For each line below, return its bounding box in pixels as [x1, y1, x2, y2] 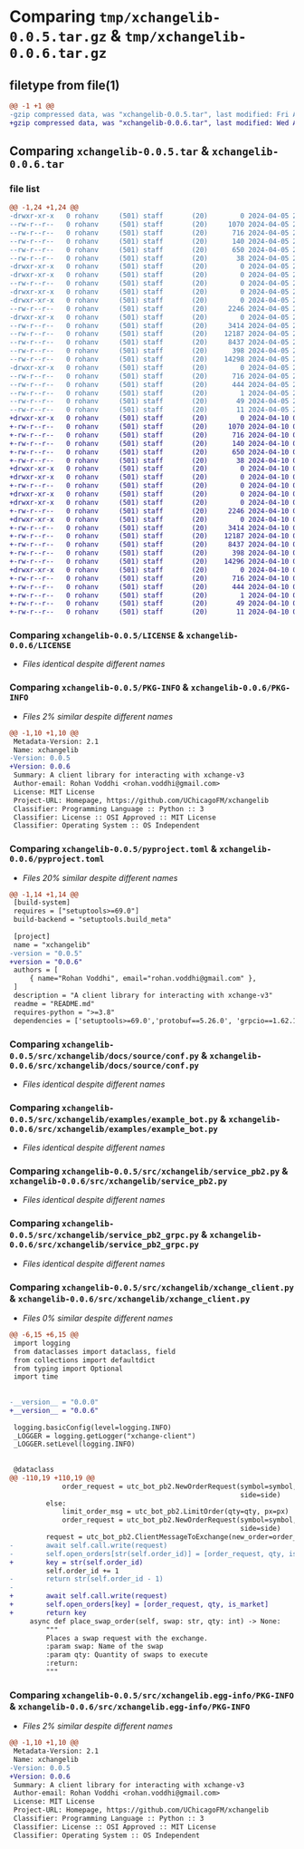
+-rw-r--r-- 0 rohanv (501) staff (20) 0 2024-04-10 [9, 481, 290, 490]
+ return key [9, 1608, 88, 1617]
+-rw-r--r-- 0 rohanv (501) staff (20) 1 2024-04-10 [9, 591, 290, 600]
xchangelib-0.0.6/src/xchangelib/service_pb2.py [9, 1176, 228, 1186]
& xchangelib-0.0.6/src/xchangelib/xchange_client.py [9, 1292, 251, 1304]
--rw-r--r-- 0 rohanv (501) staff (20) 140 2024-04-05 [9, 237, 290, 246]
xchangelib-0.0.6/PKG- [190, 682, 291, 693]
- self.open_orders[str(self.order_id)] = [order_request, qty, [9, 1549, 285, 1558]
